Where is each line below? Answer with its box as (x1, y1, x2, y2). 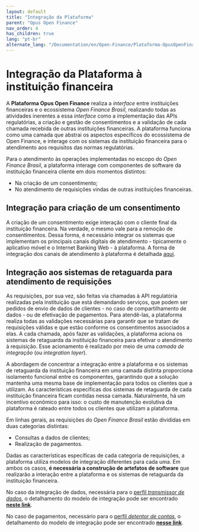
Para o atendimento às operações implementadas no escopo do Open (6, 155, 177, 162)
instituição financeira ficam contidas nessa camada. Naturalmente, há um (6, 392, 185, 400)
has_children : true (6, 31, 54, 37)
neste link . (6, 501, 33, 508)
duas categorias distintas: (6, 423, 69, 430)
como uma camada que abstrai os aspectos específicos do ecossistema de (6, 131, 190, 138)
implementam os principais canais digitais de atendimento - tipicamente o (6, 237, 187, 245)
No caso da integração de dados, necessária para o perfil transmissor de (6, 489, 185, 496)
